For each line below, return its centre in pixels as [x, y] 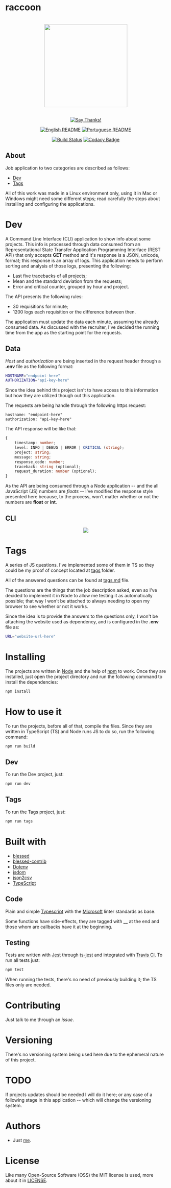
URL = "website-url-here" [31, 636]
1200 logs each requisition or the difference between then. [74, 312]
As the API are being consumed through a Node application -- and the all [82, 486]
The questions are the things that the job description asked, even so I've [81, 590]
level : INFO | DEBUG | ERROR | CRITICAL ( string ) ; [69, 448]
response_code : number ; [40, 462]
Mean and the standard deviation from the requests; [67, 281]
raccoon [23, 7]
